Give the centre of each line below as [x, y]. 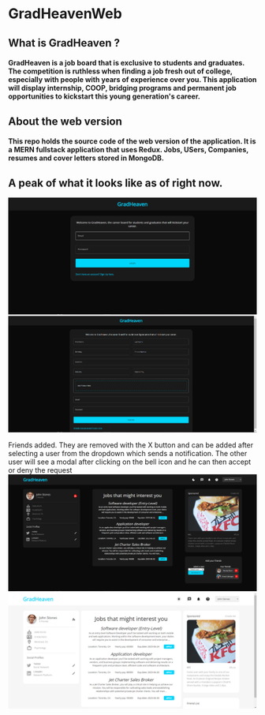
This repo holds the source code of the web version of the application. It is [132, 141]
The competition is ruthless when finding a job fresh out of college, [120, 71]
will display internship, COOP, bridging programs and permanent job [122, 88]
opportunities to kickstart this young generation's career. [105, 96]
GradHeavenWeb [65, 14]
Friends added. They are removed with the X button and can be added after [131, 445]
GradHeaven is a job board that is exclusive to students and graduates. [127, 63]
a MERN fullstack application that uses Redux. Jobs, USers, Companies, [128, 150]
